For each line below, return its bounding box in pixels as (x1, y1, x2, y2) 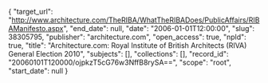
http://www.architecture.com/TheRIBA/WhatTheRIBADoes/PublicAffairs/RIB (11, 15, 260, 25)
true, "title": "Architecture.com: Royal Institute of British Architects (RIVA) (8, 41, 247, 50)
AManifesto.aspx (8, 24, 64, 33)
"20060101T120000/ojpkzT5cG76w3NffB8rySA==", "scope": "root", (8, 57, 231, 67)
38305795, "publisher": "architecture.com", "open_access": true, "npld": (8, 32, 247, 41)
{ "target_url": (8, 7, 53, 16)
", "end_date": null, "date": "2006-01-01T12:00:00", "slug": (63, 24, 255, 33)
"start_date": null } (8, 66, 69, 75)
